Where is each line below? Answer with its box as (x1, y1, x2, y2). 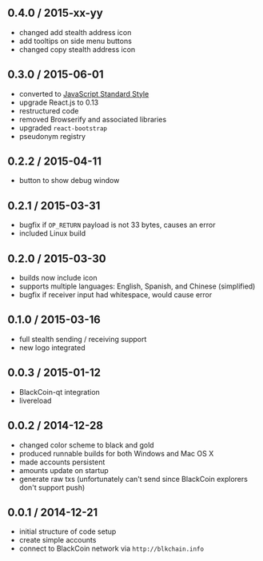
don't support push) (18, 483, 86, 492)
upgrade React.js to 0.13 (18, 97, 99, 107)
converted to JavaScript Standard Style (18, 89, 149, 98)
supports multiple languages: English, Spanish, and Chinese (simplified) (18, 281, 256, 291)
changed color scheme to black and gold (18, 440, 154, 450)
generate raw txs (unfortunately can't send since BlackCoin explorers (18, 474, 249, 483)
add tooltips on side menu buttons (18, 36, 133, 46)
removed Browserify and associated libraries (18, 114, 167, 124)
